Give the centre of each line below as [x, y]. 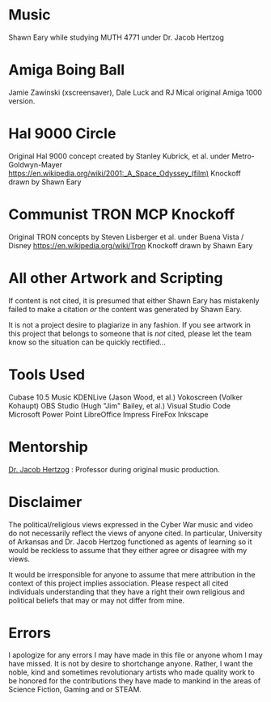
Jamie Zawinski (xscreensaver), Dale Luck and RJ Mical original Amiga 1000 [135, 92]
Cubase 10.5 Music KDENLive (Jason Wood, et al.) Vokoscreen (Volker [126, 397]
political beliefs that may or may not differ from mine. [97, 600]
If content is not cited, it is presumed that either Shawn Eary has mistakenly [134, 300]
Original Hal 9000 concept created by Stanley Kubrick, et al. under [119, 156]
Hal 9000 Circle [62, 134]
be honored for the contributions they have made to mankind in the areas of [135, 681]
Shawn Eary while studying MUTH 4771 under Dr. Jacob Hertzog [116, 37]
